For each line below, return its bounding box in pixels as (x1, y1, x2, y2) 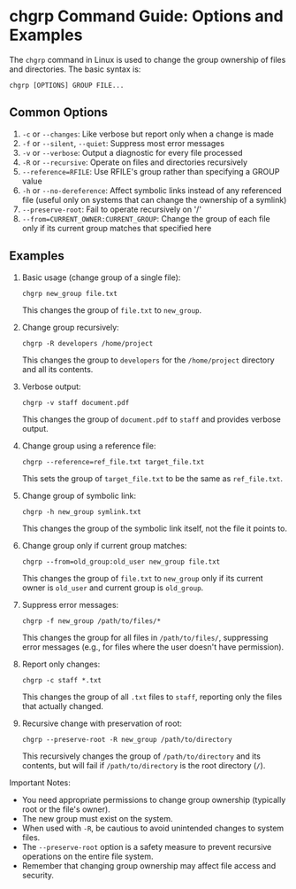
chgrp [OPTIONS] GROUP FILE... (9, 81, 125, 90)
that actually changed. (21, 700, 104, 711)
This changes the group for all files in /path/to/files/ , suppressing (21, 632, 269, 643)
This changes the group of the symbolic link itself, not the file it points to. (21, 523, 287, 534)
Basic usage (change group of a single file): (21, 272, 181, 283)
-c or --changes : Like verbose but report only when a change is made (21, 129, 274, 139)
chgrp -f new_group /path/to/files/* (21, 616, 162, 626)
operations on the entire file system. (21, 851, 154, 862)
